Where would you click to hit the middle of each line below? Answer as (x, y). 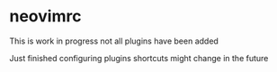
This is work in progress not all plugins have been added (114, 41)
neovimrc (45, 16)
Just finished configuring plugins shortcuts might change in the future (139, 58)
